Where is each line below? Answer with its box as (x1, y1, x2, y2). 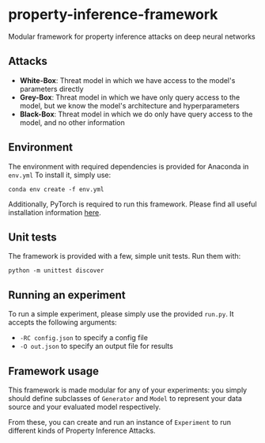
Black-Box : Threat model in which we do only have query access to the (19, 109, 253, 119)
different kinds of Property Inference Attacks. (8, 426, 156, 435)
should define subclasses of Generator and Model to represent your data (8, 394, 243, 403)
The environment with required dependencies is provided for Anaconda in (8, 161, 249, 171)
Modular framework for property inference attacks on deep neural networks (8, 32, 256, 41)
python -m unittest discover (8, 267, 104, 275)
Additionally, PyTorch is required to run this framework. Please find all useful (8, 199, 257, 209)
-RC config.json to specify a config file (19, 333, 149, 343)
